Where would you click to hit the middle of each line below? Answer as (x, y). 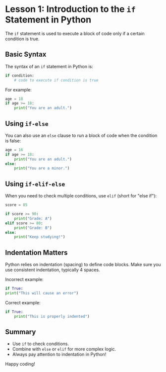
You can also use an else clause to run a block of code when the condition (81, 135)
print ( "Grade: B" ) (33, 228)
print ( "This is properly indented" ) (52, 316)
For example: (19, 90)
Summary (21, 332)
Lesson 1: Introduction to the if (70, 9)
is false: (13, 141)
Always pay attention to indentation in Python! (59, 355)
